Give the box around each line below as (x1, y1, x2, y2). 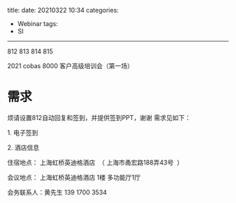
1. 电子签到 (7, 128, 39, 136)
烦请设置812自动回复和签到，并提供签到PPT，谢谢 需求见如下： (7, 113, 191, 122)
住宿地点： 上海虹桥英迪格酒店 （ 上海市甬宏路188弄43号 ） (7, 158, 184, 166)
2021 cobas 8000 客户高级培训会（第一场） (7, 62, 133, 70)
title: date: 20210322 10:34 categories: (7, 6, 119, 14)
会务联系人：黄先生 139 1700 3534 (7, 188, 107, 196)
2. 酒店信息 (7, 143, 40, 152)
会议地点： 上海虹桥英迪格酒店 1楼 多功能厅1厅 (7, 173, 141, 181)
